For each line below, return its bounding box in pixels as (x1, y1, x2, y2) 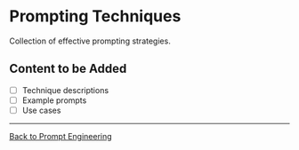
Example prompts (21, 95, 87, 106)
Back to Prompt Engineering (9, 130, 113, 141)
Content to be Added (9, 61, 127, 76)
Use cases (21, 105, 61, 115)
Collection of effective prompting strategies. (9, 36, 171, 46)
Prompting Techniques (9, 6, 182, 27)
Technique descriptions (21, 84, 109, 95)
